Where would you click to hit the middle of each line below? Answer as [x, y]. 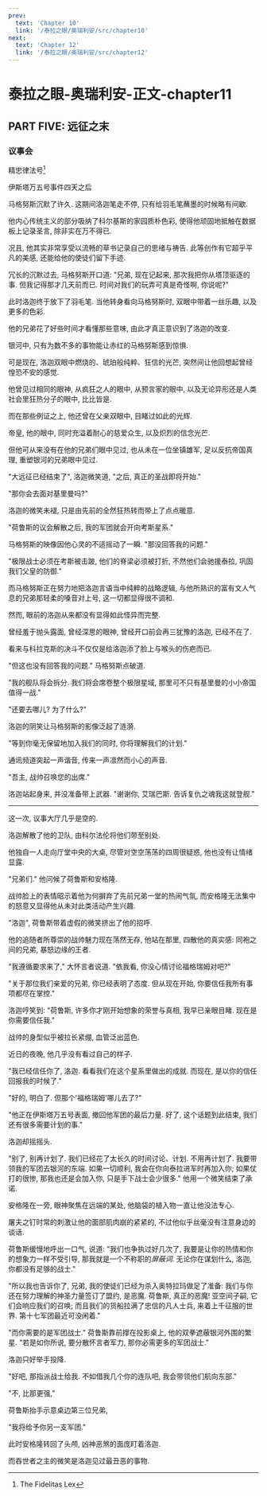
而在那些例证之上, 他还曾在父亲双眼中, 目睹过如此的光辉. [100, 415]
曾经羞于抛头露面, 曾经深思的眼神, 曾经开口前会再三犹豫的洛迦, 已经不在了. [130, 631]
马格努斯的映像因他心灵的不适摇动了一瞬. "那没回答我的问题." [108, 544]
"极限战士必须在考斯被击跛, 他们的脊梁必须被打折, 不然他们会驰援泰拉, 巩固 [131, 561]
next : [17, 38]
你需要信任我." [32, 1020]
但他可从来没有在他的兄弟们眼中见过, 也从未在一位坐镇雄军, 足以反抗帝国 [127, 450]
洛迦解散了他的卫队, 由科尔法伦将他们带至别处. [85, 835]
